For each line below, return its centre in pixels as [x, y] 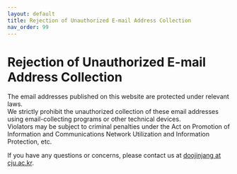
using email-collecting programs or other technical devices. [94, 119]
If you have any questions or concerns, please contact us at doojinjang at [114, 156]
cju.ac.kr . [21, 163]
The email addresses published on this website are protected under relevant [118, 97]
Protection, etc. [30, 141]
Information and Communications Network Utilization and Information [109, 134]
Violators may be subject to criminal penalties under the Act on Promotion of [118, 127]
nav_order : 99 [28, 27]
